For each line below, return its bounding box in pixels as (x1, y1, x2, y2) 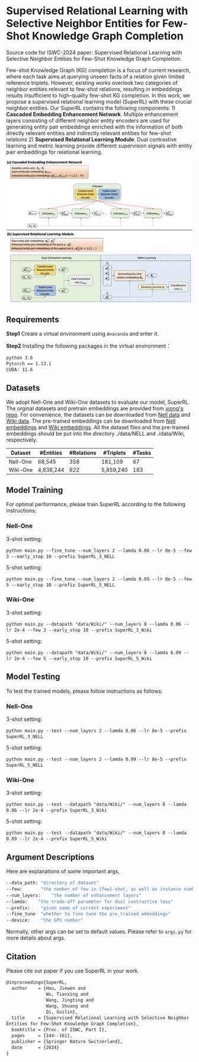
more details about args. (6, 934, 66, 942)
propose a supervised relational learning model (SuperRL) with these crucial (6, 98, 192, 105)
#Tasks (133, 449, 152, 456)
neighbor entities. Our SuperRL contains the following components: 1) (6, 104, 176, 111)
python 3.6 (6, 355, 33, 361)
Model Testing (6, 672, 60, 682)
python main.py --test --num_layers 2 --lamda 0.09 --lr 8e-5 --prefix (6, 756, 187, 762)
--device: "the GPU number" (6, 918, 84, 923)
